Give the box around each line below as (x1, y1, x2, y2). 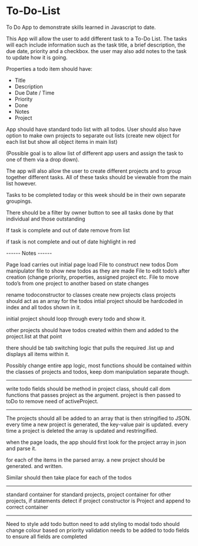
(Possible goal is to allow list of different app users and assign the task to (6, 149, 184, 157)
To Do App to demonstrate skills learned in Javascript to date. (6, 24, 156, 31)
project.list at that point (6, 333, 62, 340)
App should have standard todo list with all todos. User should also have (6, 126, 181, 133)
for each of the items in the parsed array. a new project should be (6, 456, 166, 463)
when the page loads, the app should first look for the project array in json (6, 438, 187, 446)
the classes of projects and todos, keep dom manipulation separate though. (6, 368, 190, 375)
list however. (6, 180, 37, 187)
